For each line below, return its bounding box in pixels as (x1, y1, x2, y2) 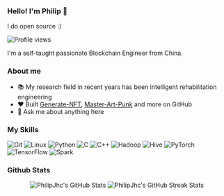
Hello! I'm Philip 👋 (7, 6, 68, 16)
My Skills (7, 124, 39, 134)
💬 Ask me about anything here (17, 107, 104, 115)
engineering (17, 92, 52, 101)
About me (7, 66, 42, 76)
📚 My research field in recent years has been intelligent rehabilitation (17, 83, 217, 91)
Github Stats (7, 165, 51, 174)
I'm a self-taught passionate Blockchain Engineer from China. (7, 49, 183, 58)
